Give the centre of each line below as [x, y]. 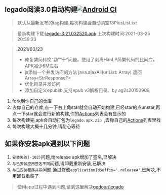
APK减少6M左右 [41, 66]
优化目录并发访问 [43, 84]
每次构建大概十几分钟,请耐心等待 [46, 126]
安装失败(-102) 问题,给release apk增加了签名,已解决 [64, 157]
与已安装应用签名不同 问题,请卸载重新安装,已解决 [59, 163]
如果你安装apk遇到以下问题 [47, 144]
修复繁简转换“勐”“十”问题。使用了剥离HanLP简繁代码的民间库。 [91, 59]
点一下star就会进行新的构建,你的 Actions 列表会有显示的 [69, 113]
